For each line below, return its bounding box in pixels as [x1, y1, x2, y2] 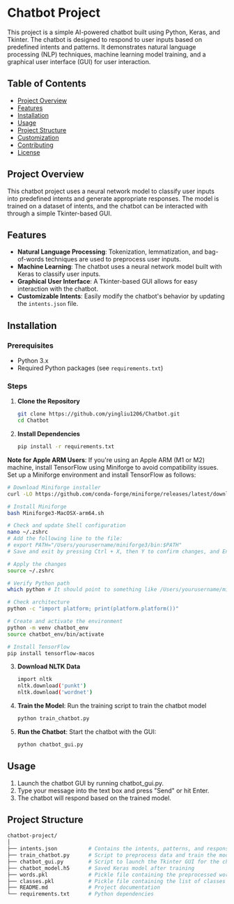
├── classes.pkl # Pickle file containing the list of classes [7, 878, 226, 884]
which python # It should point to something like [7, 586, 157, 593]
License [17, 148, 40, 156]
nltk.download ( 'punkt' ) [17, 682, 87, 689]
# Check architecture [7, 599, 70, 606]
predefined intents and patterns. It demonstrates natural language [7, 43, 196, 51]
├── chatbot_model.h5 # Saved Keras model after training [7, 864, 195, 872]
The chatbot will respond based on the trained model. [17, 793, 172, 802]
